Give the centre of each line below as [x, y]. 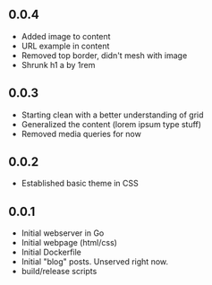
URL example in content [65, 46]
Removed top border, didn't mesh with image [104, 55]
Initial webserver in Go [63, 233]
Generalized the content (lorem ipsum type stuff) [111, 124]
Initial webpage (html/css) [69, 243]
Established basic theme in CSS [80, 184]
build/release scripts [59, 272]
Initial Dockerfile [51, 252]
